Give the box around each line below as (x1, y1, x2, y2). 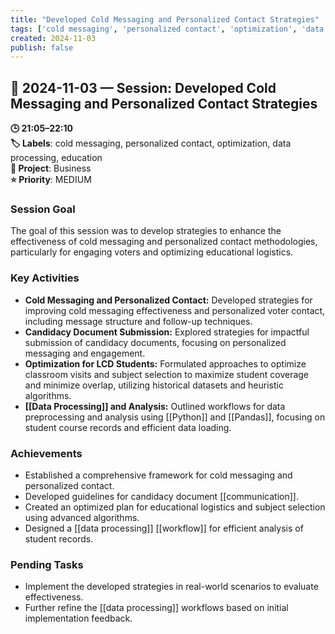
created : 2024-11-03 (10, 33, 97, 43)
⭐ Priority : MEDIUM (10, 174, 92, 186)
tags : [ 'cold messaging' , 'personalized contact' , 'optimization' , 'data (10, 24, 325, 34)
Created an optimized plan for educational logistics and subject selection (24, 501, 326, 513)
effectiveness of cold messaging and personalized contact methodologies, (10, 236, 318, 248)
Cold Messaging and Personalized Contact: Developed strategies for (24, 294, 313, 306)
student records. (24, 532, 94, 545)
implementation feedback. (24, 612, 133, 625)
